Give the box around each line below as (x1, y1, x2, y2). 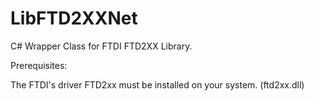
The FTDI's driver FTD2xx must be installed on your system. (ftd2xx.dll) (10, 78, 305, 91)
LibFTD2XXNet (10, 7, 138, 30)
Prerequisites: (10, 59, 68, 71)
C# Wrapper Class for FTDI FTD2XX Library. (10, 40, 193, 52)
